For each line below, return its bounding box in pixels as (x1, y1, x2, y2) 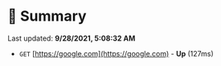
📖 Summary (7, 7, 87, 25)
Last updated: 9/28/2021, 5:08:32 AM (7, 33, 136, 43)
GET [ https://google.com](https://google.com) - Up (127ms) (18, 49, 214, 58)
